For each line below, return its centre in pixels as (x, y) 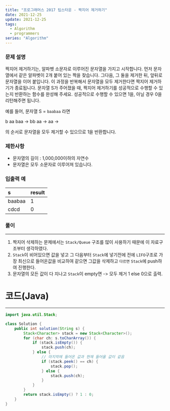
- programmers (25, 33)
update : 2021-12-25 (26, 19)
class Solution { (24, 324)
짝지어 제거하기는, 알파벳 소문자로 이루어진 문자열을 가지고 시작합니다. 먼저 (79, 69)
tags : (11, 24)
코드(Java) (27, 296)
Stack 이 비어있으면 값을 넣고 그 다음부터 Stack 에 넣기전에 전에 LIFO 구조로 (85, 255)
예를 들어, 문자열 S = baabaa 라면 (38, 111)
